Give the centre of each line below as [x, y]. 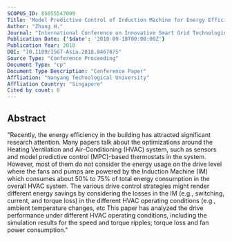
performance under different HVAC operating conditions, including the [107, 215]
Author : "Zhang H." [35, 26]
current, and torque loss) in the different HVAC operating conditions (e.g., [112, 200]
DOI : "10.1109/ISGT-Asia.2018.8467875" [65, 52]
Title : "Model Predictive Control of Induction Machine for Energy [106, 20]
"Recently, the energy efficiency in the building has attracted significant [109, 134]
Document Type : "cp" [37, 65]
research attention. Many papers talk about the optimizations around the [110, 142]
